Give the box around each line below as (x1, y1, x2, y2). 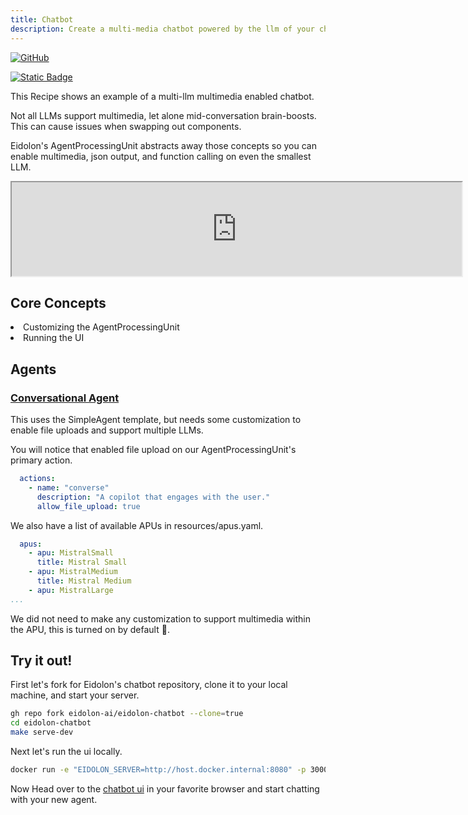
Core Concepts (10, 294, 107, 311)
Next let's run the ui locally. (10, 746, 123, 758)
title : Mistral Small (36, 557, 128, 568)
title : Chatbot (10, 14, 74, 25)
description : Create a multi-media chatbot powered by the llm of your (10, 24, 315, 34)
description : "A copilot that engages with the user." (36, 492, 271, 502)
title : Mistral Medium (36, 576, 132, 586)
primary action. (10, 454, 73, 466)
